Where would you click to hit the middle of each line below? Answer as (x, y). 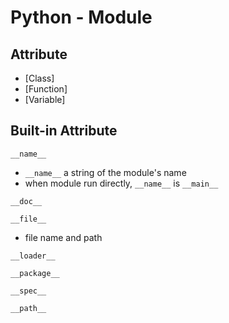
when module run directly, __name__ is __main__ (121, 183)
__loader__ (33, 256)
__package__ (35, 273)
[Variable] (45, 99)
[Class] (39, 78)
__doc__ (26, 201)
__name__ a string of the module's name (105, 172)
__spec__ (28, 291)
